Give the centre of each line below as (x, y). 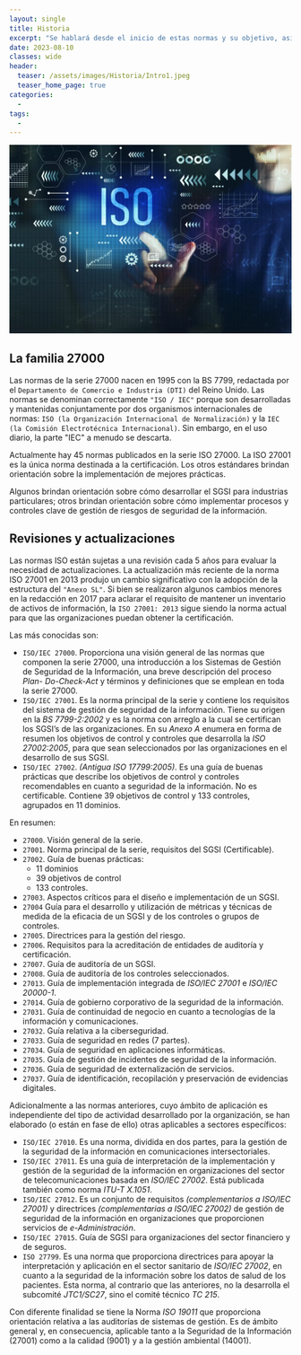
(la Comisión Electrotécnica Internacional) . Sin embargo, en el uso (138, 427)
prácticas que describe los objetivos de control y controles (131, 776)
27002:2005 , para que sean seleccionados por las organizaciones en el (155, 748)
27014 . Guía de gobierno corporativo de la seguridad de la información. (153, 1002)
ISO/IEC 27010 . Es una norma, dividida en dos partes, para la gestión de (155, 1141)
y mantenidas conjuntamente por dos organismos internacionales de (136, 409)
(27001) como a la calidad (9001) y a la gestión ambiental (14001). (130, 1340)
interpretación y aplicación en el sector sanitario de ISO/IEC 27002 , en (152, 1265)
